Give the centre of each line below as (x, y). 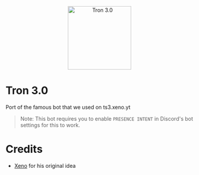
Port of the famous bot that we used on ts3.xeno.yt (68, 107)
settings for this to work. (50, 125)
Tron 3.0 (27, 90)
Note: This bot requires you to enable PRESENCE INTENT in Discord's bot (107, 118)
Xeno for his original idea (45, 165)
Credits (24, 149)
